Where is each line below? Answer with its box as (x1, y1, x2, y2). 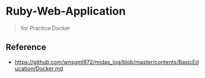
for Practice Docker (20, 24, 71, 32)
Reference (6, 42, 47, 52)
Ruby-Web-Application (6, 4, 126, 18)
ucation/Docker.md (14, 65, 64, 72)
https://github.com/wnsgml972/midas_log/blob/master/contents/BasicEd (14, 58, 199, 65)
